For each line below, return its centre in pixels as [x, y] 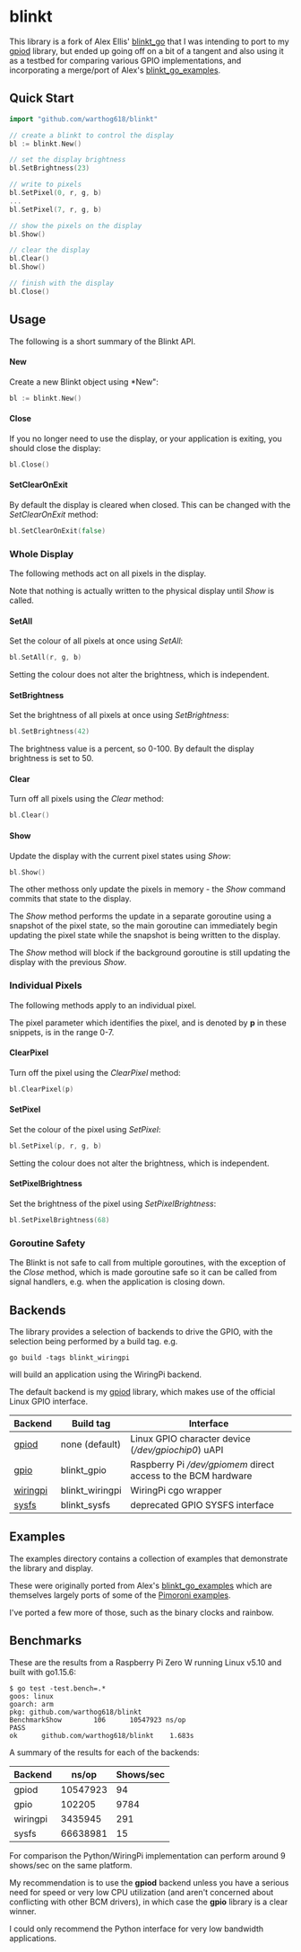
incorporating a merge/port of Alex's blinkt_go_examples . [115, 70]
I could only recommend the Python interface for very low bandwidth [137, 1929]
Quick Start [42, 98]
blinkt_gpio [84, 1470]
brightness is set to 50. [52, 759]
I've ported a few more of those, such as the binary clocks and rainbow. [142, 1612]
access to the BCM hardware [191, 1476]
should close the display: [55, 448]
